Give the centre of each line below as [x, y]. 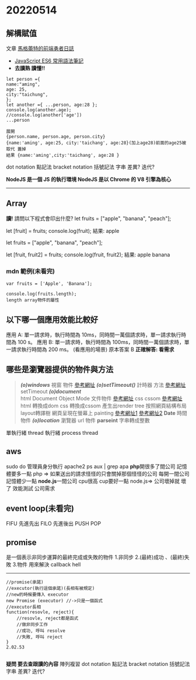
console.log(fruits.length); [41, 294]
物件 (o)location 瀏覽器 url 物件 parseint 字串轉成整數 [85, 420]
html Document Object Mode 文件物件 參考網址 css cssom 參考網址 [101, 398]
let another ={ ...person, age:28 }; [52, 105]
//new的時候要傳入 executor [37, 595]
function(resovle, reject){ [40, 612]
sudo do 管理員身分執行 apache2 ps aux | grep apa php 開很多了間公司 [91, 466]
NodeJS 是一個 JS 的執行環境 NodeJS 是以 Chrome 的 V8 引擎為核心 [89, 179]
